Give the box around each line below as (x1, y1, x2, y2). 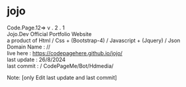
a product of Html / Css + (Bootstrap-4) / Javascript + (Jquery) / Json (7, 37, 181, 44)
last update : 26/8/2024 (7, 56, 66, 63)
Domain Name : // (7, 43, 51, 50)
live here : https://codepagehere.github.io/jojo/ (7, 49, 123, 56)
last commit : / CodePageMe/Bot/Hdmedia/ (7, 62, 114, 70)
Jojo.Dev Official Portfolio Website (7, 30, 92, 37)
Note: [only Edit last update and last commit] (7, 74, 117, 81)
